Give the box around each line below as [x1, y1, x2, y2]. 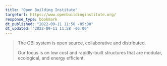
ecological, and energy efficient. [17, 55, 85, 61]
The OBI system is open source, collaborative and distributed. [17, 40, 146, 46]
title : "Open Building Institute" [5, 7, 78, 13]
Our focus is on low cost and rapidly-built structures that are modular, [17, 50, 162, 56]
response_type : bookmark [5, 17, 58, 22]
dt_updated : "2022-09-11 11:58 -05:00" [5, 26, 89, 31]
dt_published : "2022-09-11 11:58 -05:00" [5, 21, 94, 27]
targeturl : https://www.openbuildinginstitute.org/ [5, 12, 116, 17]
